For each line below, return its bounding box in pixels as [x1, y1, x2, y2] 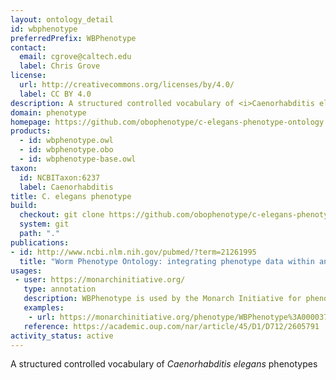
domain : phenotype [10, 107, 87, 118]
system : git [19, 219, 70, 230]
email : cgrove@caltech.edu [19, 52, 132, 62]
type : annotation [23, 284, 97, 295]
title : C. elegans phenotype [10, 191, 132, 201]
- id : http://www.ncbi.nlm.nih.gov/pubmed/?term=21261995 [10, 247, 257, 257]
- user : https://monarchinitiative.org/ [14, 275, 186, 285]
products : [10, 126, 52, 136]
